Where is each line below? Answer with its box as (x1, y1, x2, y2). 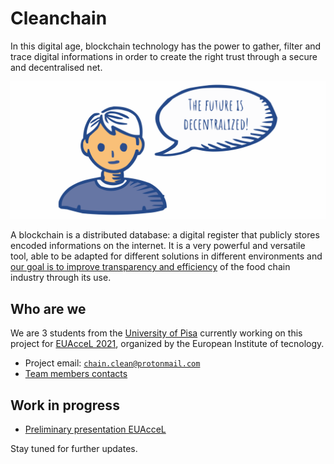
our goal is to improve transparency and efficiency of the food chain (10, 261, 291, 273)
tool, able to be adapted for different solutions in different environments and (10, 250, 323, 262)
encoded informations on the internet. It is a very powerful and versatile (10, 240, 306, 252)
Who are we (10, 300, 87, 317)
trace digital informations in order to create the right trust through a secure (10, 50, 318, 62)
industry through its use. (10, 272, 112, 284)
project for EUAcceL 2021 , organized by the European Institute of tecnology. (10, 338, 325, 350)
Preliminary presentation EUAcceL (24, 423, 167, 436)
